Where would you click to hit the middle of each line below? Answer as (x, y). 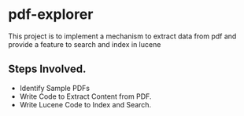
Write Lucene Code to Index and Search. (85, 104)
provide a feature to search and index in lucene (85, 44)
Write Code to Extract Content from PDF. (85, 96)
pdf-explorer (51, 14)
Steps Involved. (47, 69)
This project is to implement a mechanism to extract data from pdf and (122, 36)
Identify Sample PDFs (55, 88)
